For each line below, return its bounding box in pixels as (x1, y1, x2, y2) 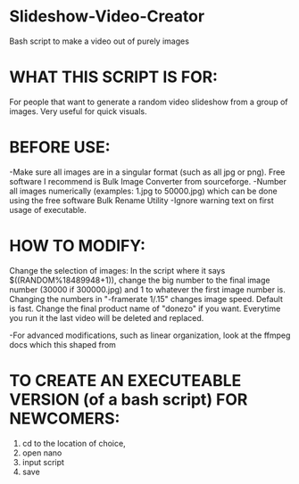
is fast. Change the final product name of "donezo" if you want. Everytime (9, 303, 281, 314)
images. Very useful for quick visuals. (9, 105, 147, 117)
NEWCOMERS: (9, 408, 120, 429)
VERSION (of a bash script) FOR (9, 390, 248, 409)
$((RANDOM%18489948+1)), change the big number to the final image (9, 275, 270, 285)
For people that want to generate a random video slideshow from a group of (9, 96, 288, 107)
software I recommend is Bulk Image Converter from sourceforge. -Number (9, 176, 287, 186)
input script (21, 456, 65, 467)
